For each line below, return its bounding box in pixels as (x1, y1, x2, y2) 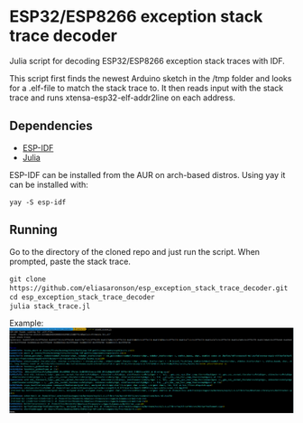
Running (9, 222, 59, 238)
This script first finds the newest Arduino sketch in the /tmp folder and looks (9, 72, 292, 83)
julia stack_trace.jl (9, 301, 91, 311)
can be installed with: (9, 179, 88, 190)
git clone (9, 274, 47, 284)
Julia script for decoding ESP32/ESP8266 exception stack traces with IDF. (9, 55, 286, 66)
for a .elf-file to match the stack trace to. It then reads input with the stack (9, 82, 284, 93)
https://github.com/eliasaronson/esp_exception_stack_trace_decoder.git (9, 283, 289, 293)
